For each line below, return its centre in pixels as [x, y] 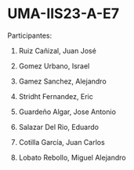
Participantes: [30, 35]
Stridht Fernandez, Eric [56, 96]
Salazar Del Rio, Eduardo [59, 127]
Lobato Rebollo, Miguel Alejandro [72, 157]
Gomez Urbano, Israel [54, 66]
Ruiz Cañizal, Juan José [58, 50]
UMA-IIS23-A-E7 [63, 14]
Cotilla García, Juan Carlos [62, 142]
